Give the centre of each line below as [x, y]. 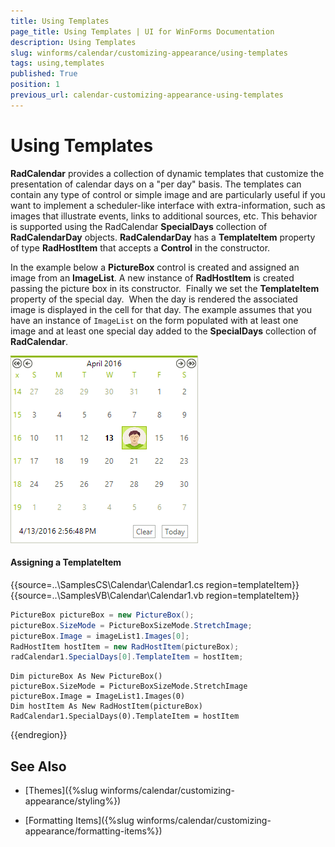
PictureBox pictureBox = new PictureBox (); [102, 615]
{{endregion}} [39, 735]
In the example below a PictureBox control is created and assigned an [155, 267]
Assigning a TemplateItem [66, 562]
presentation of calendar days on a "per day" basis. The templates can [156, 184]
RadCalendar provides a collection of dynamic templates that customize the [167, 173]
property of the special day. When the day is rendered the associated [154, 299]
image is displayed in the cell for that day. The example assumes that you [161, 309]
